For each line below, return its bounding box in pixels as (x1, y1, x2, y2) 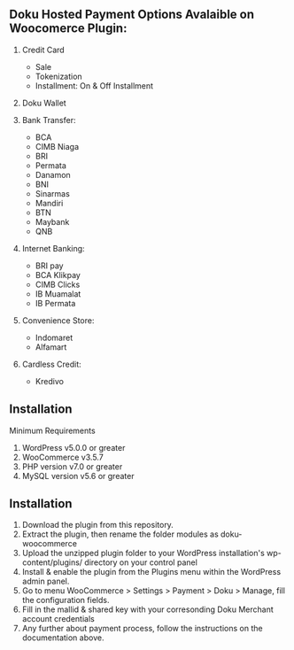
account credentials (21, 614, 95, 624)
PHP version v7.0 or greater (21, 460, 123, 472)
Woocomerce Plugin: (9, 21, 128, 36)
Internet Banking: (21, 243, 86, 253)
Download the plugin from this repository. (21, 520, 174, 530)
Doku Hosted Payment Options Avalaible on (9, 7, 255, 22)
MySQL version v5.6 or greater (21, 470, 135, 481)
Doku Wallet (21, 97, 66, 108)
